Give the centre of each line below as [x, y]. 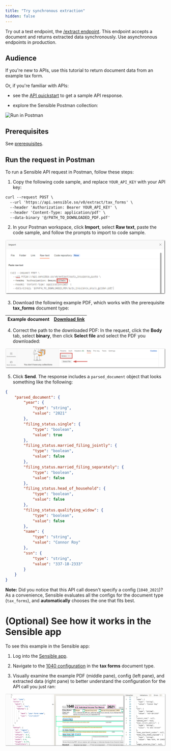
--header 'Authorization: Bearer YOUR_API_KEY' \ [63, 207]
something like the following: [43, 382]
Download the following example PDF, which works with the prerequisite [88, 302]
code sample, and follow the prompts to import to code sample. [79, 232]
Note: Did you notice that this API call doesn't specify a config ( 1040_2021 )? [84, 590]
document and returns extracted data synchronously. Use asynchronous [81, 37]
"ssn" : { [33, 553]
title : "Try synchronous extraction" [45, 11]
